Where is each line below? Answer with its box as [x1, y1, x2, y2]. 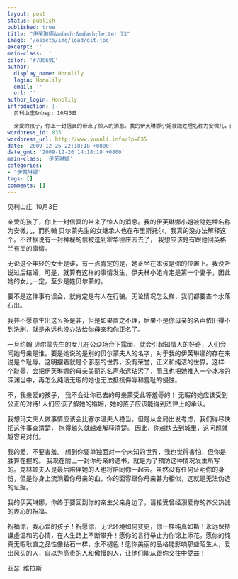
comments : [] [7, 182, 46, 189]
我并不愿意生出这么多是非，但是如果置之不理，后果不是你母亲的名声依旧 [7, 315, 218, 324]
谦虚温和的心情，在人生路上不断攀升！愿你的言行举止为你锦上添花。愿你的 [7, 531, 225, 539]
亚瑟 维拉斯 [7, 563, 42, 572]
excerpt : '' [7, 43, 42, 50]
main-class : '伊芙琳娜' [7, 156, 73, 163]
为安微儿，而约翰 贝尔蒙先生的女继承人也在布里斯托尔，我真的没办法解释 [7, 226, 220, 234]
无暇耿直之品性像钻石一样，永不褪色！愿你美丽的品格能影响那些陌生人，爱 [13, 539, 231, 548]
